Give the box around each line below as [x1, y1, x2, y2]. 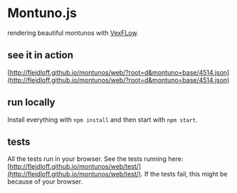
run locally [7, 96, 56, 108]
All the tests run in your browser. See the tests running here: [7, 155, 184, 163]
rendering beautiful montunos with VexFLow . [7, 28, 139, 37]
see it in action [7, 49, 73, 61]
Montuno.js [7, 5, 77, 21]
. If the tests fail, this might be [140, 169, 228, 179]
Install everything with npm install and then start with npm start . [7, 115, 198, 124]
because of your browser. [7, 177, 83, 186]
